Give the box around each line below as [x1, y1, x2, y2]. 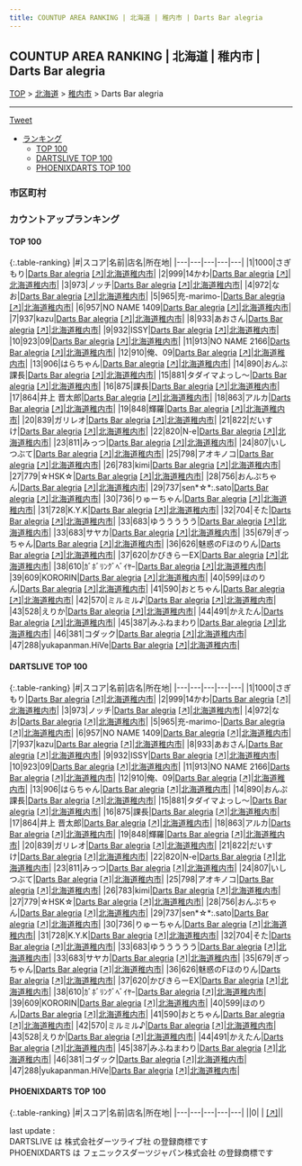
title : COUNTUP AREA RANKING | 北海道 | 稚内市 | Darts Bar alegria [9, 13, 263, 23]
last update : [9, 1125, 56, 1135]
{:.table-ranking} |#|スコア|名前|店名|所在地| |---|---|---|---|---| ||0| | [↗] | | [9, 1107, 284, 1117]
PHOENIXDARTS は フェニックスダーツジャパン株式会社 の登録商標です [9, 1147, 274, 1158]
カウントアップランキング [9, 213, 120, 226]
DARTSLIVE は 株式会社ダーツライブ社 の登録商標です [9, 1135, 209, 1146]
